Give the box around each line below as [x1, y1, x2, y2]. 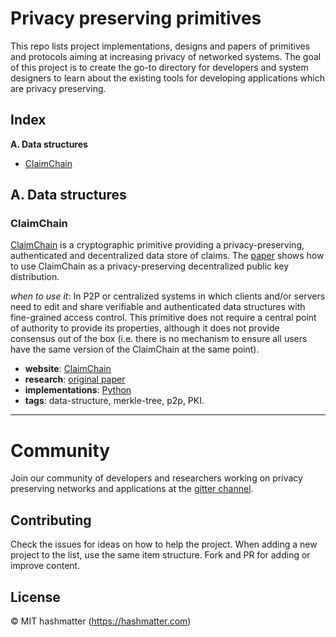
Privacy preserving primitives [10, 7, 262, 30]
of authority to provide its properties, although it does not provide [10, 322, 280, 334]
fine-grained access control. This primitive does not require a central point [10, 312, 317, 324]
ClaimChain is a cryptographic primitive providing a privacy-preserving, [10, 239, 305, 251]
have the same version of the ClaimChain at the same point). [10, 343, 260, 356]
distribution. [10, 271, 60, 283]
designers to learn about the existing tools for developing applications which [10, 72, 326, 84]
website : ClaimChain [24, 363, 112, 375]
